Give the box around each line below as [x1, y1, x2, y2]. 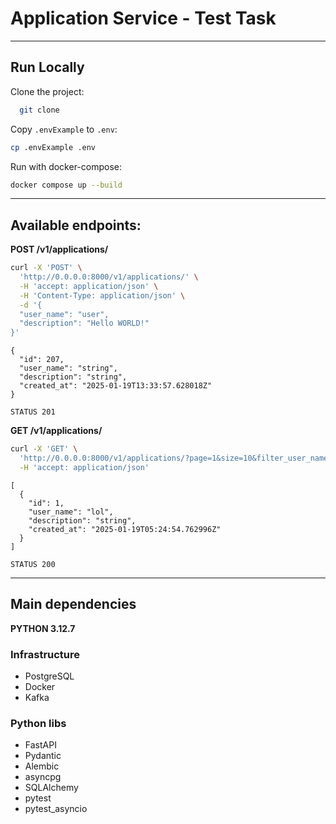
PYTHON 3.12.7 [10, 622, 76, 634]
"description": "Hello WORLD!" [19, 318, 150, 329]
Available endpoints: [10, 217, 142, 234]
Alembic [24, 760, 60, 772]
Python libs [10, 716, 67, 730]
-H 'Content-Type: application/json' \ [19, 290, 186, 301]
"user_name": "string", [19, 363, 118, 374]
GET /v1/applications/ [10, 425, 103, 437]
